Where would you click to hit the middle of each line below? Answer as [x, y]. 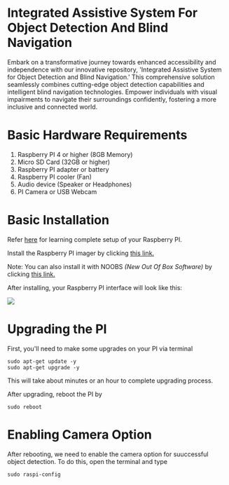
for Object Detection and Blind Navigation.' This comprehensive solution [111, 77]
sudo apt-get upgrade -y [43, 367]
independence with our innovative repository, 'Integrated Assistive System [114, 69]
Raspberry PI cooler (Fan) [55, 177]
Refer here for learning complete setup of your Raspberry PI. [95, 239]
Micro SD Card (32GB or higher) [64, 162]
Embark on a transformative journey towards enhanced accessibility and [112, 62]
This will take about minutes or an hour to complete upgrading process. [110, 381]
